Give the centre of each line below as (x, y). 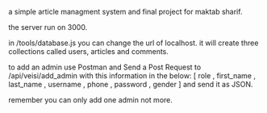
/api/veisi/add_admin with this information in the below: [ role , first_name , (132, 75)
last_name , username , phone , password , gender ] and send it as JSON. (131, 84)
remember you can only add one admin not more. (91, 100)
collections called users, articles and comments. (89, 51)
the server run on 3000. (48, 27)
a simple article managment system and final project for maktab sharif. (125, 12)
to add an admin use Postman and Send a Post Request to (105, 67)
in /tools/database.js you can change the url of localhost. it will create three (133, 43)
